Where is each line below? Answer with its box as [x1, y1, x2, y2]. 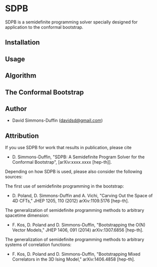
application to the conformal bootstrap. [5, 24, 84, 30]
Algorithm [5, 72, 37, 80]
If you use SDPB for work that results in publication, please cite [5, 145, 132, 151]
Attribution [5, 132, 39, 140]
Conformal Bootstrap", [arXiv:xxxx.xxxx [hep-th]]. [12, 159, 112, 165]
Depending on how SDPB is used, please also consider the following [5, 169, 142, 174]
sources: [5, 174, 23, 180]
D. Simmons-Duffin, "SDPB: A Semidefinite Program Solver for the [12, 154, 145, 160]
